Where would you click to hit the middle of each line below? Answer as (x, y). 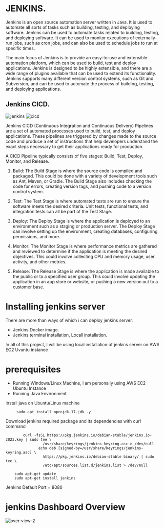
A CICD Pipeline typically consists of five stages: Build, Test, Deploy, (74, 156)
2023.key (14, 439)
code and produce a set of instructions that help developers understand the (82, 141)
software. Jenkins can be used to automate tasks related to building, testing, (82, 32)
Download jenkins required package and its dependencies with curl (73, 421)
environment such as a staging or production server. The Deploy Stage (84, 226)
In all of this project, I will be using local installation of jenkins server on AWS (82, 344)
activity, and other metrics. (40, 262)
